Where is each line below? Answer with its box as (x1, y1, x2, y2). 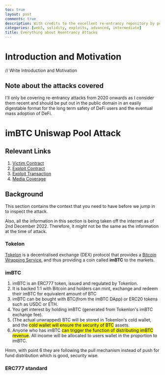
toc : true (5, 7, 26, 12)
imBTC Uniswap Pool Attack (5, 127, 121, 139)
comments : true (5, 16, 36, 21)
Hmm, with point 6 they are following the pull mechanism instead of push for (5, 347, 160, 353)
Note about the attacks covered (5, 82, 104, 90)
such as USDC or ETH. (12, 301, 58, 307)
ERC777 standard (5, 365, 48, 372)
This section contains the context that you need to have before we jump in (5, 203, 156, 209)
